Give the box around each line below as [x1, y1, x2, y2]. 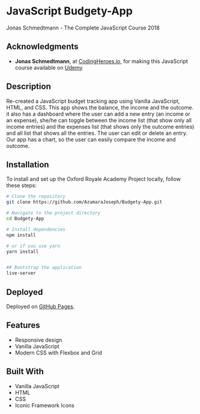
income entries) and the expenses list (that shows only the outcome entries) [6, 123, 195, 130]
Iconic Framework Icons [14, 401, 75, 409]
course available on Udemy [14, 64, 83, 71]
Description [6, 81, 51, 91]
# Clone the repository [6, 194, 66, 200]
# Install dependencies [6, 226, 66, 232]
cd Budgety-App [6, 215, 44, 221]
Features [6, 320, 40, 330]
